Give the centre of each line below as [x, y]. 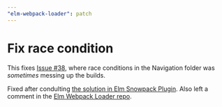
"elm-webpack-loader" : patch [50, 14]
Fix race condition [60, 48]
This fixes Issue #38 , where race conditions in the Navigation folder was [111, 68]
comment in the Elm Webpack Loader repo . [69, 96]
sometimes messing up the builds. [57, 75]
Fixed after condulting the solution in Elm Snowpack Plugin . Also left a [108, 89]
